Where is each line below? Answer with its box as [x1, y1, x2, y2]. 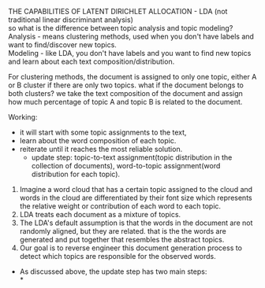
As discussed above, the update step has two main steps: [19, 267, 207, 276]
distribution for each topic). [31, 169, 121, 179]
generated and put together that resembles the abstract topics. [19, 235, 225, 244]
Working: [8, 113, 38, 121]
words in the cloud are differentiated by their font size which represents [19, 193, 252, 202]
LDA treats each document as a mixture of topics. [19, 210, 181, 219]
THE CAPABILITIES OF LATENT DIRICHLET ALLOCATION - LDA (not [8, 7, 228, 16]
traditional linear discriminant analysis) [8, 15, 134, 24]
